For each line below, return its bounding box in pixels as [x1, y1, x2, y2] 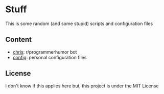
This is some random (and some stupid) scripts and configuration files [5, 20, 153, 27]
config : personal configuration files [12, 54, 87, 60]
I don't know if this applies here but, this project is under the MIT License [5, 83, 159, 89]
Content [5, 35, 32, 44]
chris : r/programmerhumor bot [12, 49, 77, 55]
